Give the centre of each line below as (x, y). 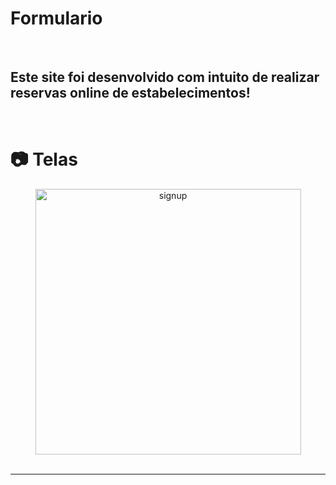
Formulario (56, 18)
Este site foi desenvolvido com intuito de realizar (165, 77)
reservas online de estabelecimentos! (130, 93)
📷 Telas (44, 159)
